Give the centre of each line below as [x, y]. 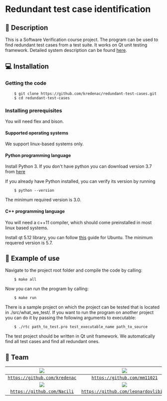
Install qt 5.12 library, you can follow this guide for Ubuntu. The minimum [79, 237]
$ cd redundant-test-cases [42, 98]
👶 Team [17, 357]
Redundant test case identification [78, 9]
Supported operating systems [37, 133]
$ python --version [34, 191]
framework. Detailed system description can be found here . [66, 50]
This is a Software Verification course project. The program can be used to [82, 39]
